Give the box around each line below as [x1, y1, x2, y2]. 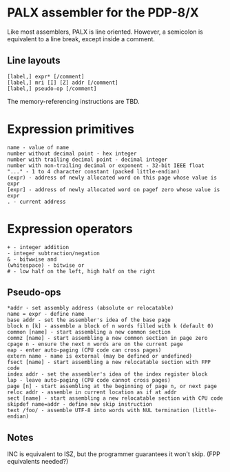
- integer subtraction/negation [7, 250, 100, 257]
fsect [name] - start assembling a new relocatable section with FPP [7, 359, 211, 366]
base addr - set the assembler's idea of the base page [7, 317, 171, 324]
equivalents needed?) [7, 458, 69, 466]
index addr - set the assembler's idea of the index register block [7, 371, 208, 378]
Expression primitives [7, 121, 134, 137]
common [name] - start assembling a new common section [7, 329, 171, 336]
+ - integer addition [7, 244, 70, 250]
